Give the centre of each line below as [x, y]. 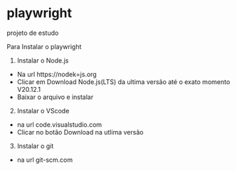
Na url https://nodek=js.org [57, 74]
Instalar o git [35, 146]
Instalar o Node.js [43, 60]
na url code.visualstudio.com [59, 124]
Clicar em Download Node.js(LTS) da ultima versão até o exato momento [123, 82]
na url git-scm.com [45, 160]
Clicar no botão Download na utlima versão [80, 132]
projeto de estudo [33, 33]
